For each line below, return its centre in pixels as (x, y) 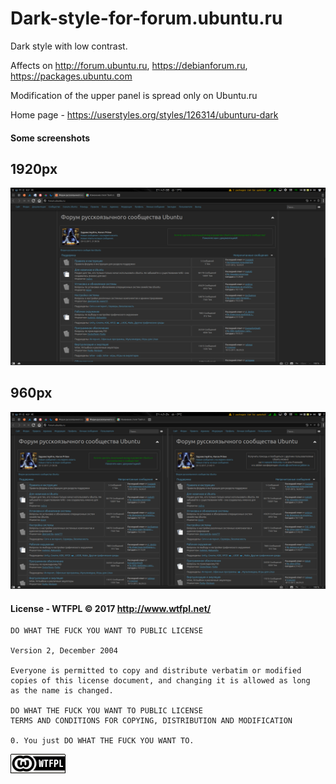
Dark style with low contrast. (69, 46)
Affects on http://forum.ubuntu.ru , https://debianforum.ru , (129, 65)
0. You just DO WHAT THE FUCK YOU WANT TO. (102, 741)
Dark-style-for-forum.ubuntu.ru (146, 18)
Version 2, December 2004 (64, 651)
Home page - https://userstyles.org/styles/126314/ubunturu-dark (144, 114)
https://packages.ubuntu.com (71, 76)
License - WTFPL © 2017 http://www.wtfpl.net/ (111, 608)
